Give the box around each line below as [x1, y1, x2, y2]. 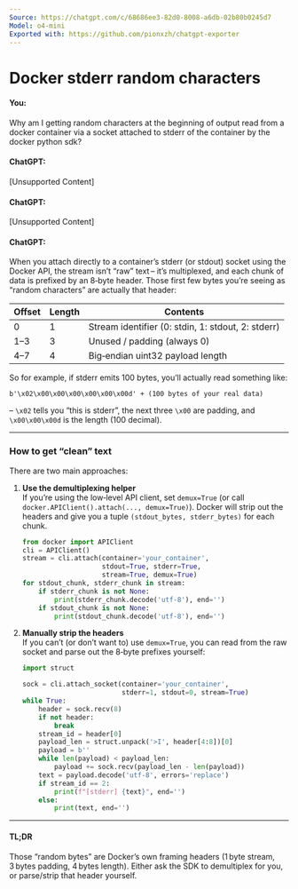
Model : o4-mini [9, 21, 66, 30]
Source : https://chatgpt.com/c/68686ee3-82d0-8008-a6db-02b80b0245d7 [9, 12, 272, 22]
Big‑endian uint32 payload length [88, 350, 228, 362]
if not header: [38, 712, 95, 722]
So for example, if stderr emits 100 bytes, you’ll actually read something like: [9, 372, 288, 383]
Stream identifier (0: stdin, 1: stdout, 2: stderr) [88, 321, 280, 333]
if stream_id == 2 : [38, 779, 111, 788]
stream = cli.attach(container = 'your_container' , [21, 554, 210, 563]
